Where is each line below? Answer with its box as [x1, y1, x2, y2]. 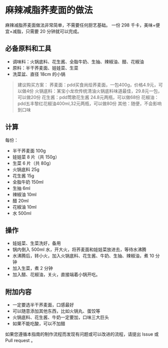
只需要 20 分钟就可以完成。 [25, 28, 82, 34]
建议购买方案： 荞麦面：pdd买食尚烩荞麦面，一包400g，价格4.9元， [17, 81, 158, 87]
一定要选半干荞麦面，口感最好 [12, 302, 74, 308]
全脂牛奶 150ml [12, 178, 44, 185]
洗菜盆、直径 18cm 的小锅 [12, 71, 66, 77]
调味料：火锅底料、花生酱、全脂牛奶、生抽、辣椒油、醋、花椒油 [12, 58, 144, 64]
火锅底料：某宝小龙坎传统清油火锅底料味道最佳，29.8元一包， [34, 88, 162, 94]
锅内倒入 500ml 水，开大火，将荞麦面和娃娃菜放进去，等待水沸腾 [12, 246, 146, 252]
